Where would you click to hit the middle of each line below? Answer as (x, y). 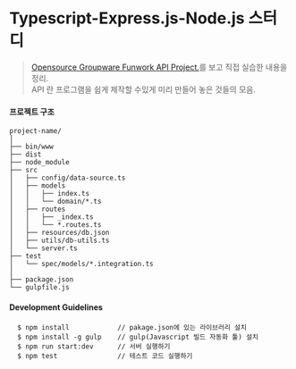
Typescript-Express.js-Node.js (127, 18)
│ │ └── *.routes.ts (55, 225)
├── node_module (39, 163)
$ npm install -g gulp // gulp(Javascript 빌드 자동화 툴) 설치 (138, 337)
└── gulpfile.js (39, 288)
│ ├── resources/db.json (59, 233)
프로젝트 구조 (32, 112)
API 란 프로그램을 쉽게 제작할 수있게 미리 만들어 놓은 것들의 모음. (144, 89)
